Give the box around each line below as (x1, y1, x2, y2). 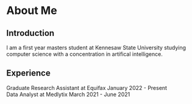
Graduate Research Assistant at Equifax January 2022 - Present (6, 84, 168, 91)
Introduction (6, 28, 55, 38)
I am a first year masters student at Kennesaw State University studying (6, 44, 187, 51)
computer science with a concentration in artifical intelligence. (6, 50, 163, 58)
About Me (6, 4, 57, 18)
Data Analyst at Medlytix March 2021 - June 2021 (6, 91, 130, 98)
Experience (6, 68, 51, 78)
